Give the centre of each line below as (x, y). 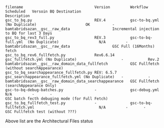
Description (17, 16)
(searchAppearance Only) (31, 86)
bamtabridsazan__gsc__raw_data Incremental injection (82, 29)
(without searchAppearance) (34, 68)
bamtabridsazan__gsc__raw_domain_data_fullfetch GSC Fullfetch (82, 64)
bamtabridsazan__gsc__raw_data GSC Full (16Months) (80, 46)
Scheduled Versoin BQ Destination (43, 11)
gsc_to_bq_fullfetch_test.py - (51, 103)
